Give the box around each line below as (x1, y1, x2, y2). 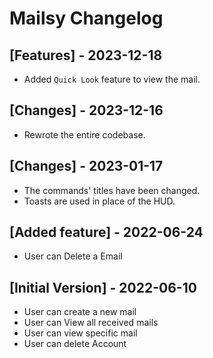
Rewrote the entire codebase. (23, 128, 146, 141)
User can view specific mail (23, 327, 138, 339)
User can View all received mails (23, 317, 159, 329)
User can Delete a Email (23, 250, 123, 262)
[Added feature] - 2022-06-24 (9, 224, 204, 241)
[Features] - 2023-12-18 (9, 47, 163, 64)
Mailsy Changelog (9, 7, 164, 30)
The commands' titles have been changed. (23, 184, 201, 196)
